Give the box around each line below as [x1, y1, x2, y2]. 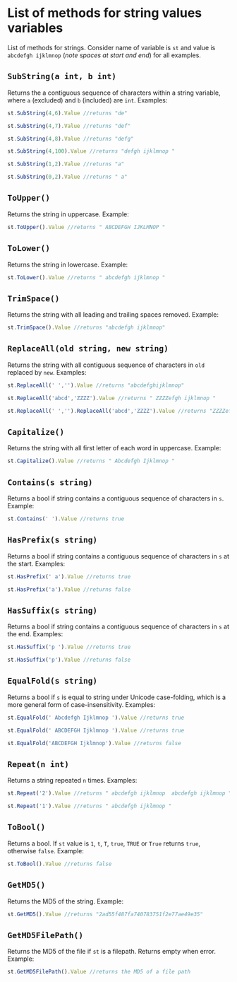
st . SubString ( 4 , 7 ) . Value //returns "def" [7, 122, 131, 129]
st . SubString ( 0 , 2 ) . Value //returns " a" [7, 173, 128, 181]
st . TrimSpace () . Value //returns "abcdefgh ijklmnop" [7, 324, 166, 332]
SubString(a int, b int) [7, 71, 117, 82]
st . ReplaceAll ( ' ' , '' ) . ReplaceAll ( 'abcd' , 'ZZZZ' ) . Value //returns [7, 407, 207, 414]
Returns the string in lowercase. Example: [7, 260, 128, 269]
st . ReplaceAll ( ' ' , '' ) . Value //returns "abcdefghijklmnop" [7, 382, 185, 389]
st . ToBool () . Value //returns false [7, 860, 112, 867]
